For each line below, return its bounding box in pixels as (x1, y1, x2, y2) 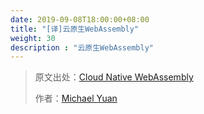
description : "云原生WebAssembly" (10, 42, 154, 53)
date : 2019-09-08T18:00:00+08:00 (10, 14, 150, 25)
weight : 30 (10, 33, 56, 43)
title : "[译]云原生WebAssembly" (10, 24, 140, 34)
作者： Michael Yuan (34, 92, 118, 105)
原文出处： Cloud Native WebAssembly (34, 71, 194, 83)
